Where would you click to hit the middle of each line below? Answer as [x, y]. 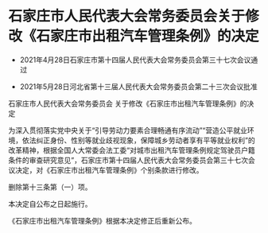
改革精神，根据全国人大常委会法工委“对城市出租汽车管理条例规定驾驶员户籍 [132, 150]
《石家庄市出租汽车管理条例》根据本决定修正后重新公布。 [102, 220]
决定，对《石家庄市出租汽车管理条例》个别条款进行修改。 [109, 170]
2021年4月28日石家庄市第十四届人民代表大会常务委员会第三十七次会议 [135, 60]
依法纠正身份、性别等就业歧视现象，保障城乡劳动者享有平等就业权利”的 [139, 140]
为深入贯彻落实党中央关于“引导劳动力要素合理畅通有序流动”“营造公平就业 [128, 130]
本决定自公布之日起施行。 [50, 204]
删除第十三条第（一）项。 [50, 187]
